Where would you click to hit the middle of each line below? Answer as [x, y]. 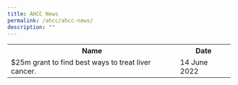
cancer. [24, 72]
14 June [194, 62]
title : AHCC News [33, 14]
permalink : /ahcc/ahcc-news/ [50, 21]
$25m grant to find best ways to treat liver [81, 62]
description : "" [31, 27]
